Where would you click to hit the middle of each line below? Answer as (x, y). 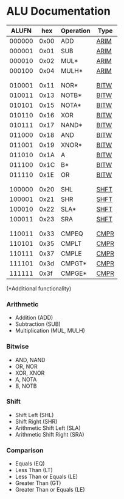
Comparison (25, 450)
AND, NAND (30, 360)
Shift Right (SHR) (36, 421)
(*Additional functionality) (39, 288)
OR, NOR (26, 366)
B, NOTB (26, 386)
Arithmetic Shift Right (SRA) (50, 434)
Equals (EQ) (30, 464)
